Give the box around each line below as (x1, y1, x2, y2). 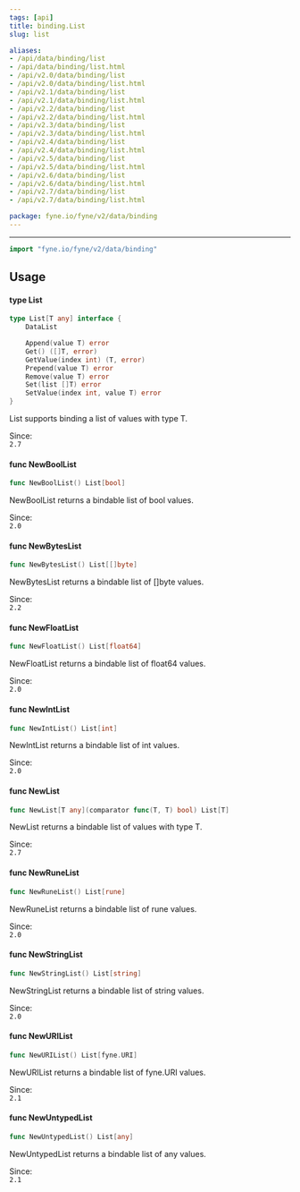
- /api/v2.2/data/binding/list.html (9, 113, 146, 122)
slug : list (9, 30, 50, 38)
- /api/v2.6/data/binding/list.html (9, 179, 146, 188)
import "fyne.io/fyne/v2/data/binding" (9, 244, 158, 253)
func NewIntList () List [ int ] (9, 724, 118, 733)
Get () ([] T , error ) (25, 346, 98, 356)
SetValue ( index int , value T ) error (25, 388, 162, 398)
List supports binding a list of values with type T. (9, 413, 188, 424)
